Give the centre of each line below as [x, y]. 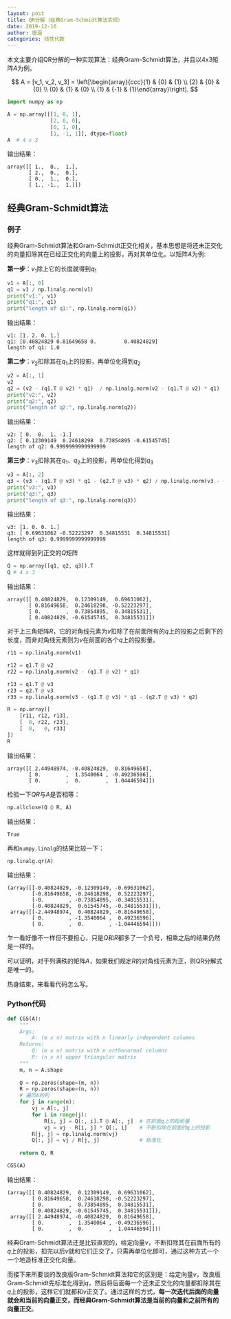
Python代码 [26, 1004]
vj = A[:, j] [51, 1108]
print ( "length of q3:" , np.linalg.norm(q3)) [72, 500]
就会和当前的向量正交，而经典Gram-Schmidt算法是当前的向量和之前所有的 [113, 1300]
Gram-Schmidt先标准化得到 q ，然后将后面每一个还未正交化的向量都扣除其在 [114, 1282]
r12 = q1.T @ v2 [30, 665]
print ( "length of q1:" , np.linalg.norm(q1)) [72, 309]
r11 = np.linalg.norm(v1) [44, 653]
